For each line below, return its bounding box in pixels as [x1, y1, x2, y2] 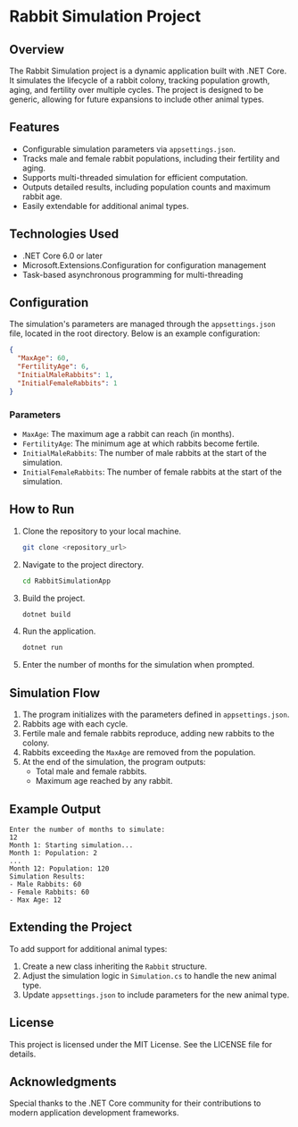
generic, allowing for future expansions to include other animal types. [9, 94, 265, 105]
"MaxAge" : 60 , [17, 354, 70, 363]
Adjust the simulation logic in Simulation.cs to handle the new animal [21, 970, 277, 980]
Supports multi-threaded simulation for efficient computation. [21, 172, 248, 182]
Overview [9, 42, 65, 57]
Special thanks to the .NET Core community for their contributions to [9, 1098, 261, 1109]
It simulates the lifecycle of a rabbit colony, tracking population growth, [9, 75, 270, 86]
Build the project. [21, 593, 86, 603]
